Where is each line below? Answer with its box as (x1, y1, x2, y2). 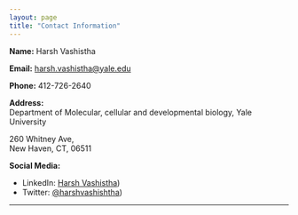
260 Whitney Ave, (9, 133, 74, 144)
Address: (9, 97, 44, 107)
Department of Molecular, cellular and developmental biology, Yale (9, 107, 253, 117)
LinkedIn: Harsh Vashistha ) (21, 177, 121, 187)
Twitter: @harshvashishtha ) (21, 187, 122, 197)
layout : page (9, 12, 58, 22)
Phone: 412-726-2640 (9, 80, 91, 91)
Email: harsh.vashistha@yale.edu (9, 63, 131, 74)
